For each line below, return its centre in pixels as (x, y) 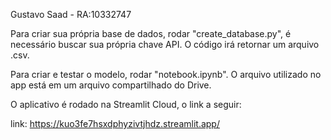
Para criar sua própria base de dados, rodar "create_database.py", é (151, 33)
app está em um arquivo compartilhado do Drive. (111, 85)
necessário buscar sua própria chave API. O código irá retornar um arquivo (165, 44)
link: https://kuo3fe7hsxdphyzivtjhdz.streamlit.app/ (115, 123)
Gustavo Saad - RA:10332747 (71, 14)
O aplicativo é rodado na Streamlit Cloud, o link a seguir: (126, 104)
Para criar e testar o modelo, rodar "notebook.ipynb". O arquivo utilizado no (166, 74)
